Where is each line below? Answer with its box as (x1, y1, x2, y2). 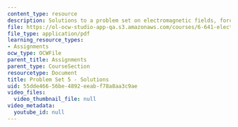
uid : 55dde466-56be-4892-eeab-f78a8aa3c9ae (7, 83, 138, 90)
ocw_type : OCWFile (7, 50, 62, 57)
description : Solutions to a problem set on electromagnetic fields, (7, 17, 217, 24)
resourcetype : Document (7, 69, 78, 76)
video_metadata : (7, 102, 55, 109)
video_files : (7, 89, 46, 96)
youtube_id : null (13, 109, 65, 116)
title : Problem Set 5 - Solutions (7, 75, 110, 83)
